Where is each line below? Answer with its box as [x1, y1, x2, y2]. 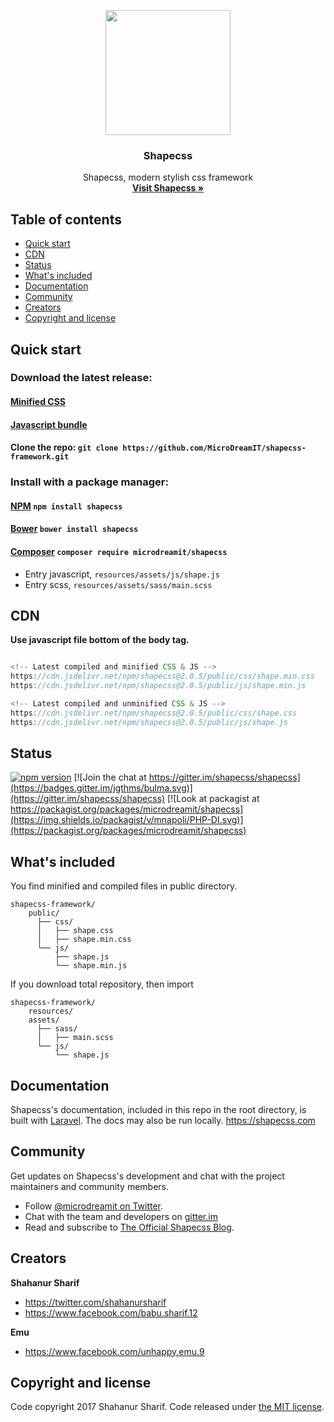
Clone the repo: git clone [10, 441, 119, 454]
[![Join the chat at [73, 771, 147, 784]
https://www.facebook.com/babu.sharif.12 [24, 1306, 198, 1319]
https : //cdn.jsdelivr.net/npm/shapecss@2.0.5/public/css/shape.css [10, 708, 298, 718]
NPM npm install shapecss [10, 500, 123, 512]
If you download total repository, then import [10, 978, 194, 990]
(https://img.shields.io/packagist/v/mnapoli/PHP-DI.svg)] [10, 814, 244, 826]
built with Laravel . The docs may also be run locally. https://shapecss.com [10, 1115, 316, 1127]
